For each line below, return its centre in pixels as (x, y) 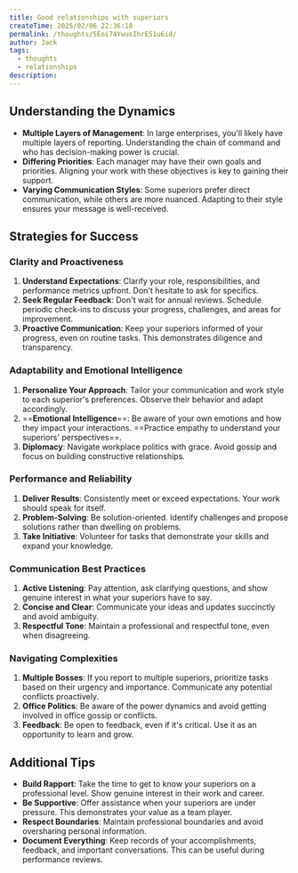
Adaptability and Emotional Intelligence (96, 370)
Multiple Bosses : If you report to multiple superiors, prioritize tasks (145, 678)
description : (33, 76)
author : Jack (33, 42)
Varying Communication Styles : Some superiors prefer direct (136, 190)
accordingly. (45, 408)
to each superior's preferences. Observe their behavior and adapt (143, 399)
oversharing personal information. (84, 831)
